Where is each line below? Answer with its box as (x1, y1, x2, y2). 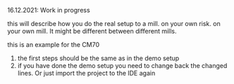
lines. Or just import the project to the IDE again (17, 69, 156, 77)
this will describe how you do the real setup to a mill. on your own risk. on (7, 20, 221, 27)
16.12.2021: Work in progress (7, 6, 90, 14)
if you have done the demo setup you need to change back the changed (17, 62, 228, 69)
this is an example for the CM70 (7, 41, 100, 48)
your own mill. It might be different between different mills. (7, 27, 178, 35)
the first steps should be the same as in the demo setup (17, 54, 180, 62)
